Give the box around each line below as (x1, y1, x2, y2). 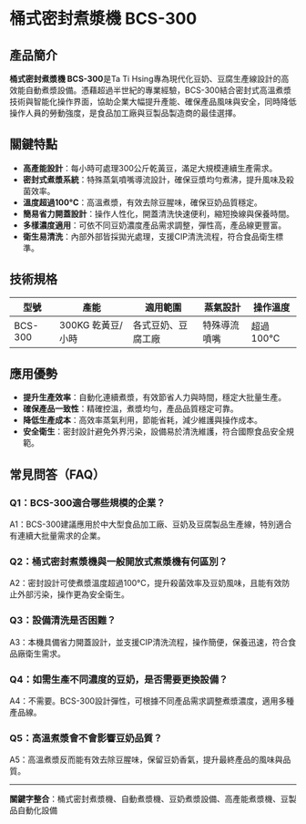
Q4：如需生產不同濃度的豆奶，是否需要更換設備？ (9, 673, 229, 685)
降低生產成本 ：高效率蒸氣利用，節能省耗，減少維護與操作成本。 (22, 415, 262, 426)
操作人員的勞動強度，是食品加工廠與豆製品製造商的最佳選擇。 (9, 108, 241, 118)
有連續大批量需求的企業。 (9, 530, 106, 541)
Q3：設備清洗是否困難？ (9, 614, 117, 627)
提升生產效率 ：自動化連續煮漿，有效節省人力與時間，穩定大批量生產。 (22, 392, 287, 403)
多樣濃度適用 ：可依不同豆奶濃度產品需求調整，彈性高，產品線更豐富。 (22, 220, 287, 231)
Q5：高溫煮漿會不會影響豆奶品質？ (9, 731, 163, 744)
